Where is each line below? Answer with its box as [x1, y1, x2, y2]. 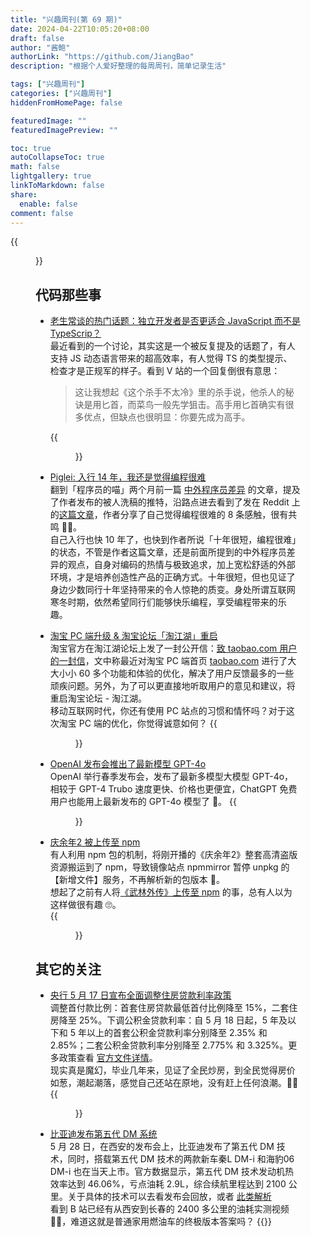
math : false [10, 162, 60, 172]
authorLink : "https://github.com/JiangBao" [10, 52, 195, 62]
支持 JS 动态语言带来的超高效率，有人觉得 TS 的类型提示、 [49, 352, 293, 365]
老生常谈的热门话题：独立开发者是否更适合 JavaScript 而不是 [49, 315, 301, 327]
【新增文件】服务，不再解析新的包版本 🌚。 [49, 874, 225, 886]
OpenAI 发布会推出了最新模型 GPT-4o [49, 758, 207, 770]
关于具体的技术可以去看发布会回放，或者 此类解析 [67, 1191, 272, 1202]
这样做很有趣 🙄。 [49, 899, 122, 911]
